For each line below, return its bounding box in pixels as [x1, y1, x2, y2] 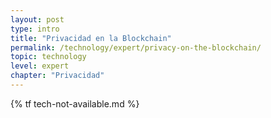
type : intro [10, 24, 60, 34]
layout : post [10, 14, 65, 25]
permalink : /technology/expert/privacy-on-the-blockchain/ [10, 42, 262, 53]
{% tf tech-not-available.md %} [10, 97, 140, 110]
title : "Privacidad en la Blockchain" [10, 33, 172, 43]
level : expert [10, 61, 70, 71]
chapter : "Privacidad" [10, 71, 105, 81]
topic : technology [10, 52, 87, 62]
